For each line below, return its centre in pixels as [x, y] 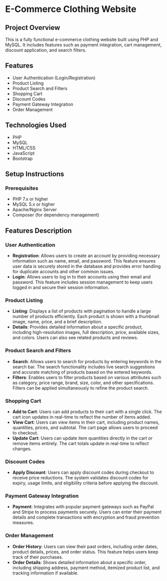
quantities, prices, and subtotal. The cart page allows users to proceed [85, 428]
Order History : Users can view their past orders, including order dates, [85, 546]
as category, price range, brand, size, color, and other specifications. [83, 383]
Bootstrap [22, 158]
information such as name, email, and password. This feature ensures [84, 261]
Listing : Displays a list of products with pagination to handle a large [82, 311]
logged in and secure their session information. [61, 287]
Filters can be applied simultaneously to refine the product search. [81, 388]
